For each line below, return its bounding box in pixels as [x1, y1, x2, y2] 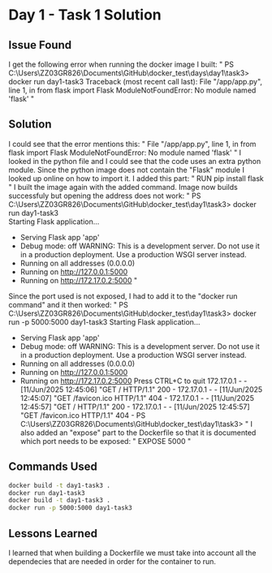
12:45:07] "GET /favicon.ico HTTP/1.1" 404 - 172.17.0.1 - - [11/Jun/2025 [19, 393, 254, 403]
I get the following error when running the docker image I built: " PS [8, 59, 234, 69]
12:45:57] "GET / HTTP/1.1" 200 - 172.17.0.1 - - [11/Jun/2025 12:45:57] [19, 402, 250, 411]
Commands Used [8, 460, 97, 474]
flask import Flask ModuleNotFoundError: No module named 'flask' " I [8, 148, 242, 157]
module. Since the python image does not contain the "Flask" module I [8, 165, 245, 174]
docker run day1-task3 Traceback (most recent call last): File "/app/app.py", [8, 77, 262, 86]
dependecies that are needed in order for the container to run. [8, 556, 217, 566]
